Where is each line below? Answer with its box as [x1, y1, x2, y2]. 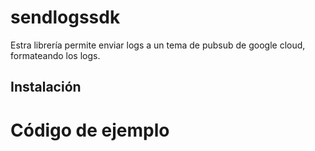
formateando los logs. [10, 49, 101, 61]
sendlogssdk [10, 6, 121, 29]
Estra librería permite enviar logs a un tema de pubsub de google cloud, [10, 39, 306, 51]
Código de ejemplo [10, 119, 170, 141]
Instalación [10, 79, 82, 96]
